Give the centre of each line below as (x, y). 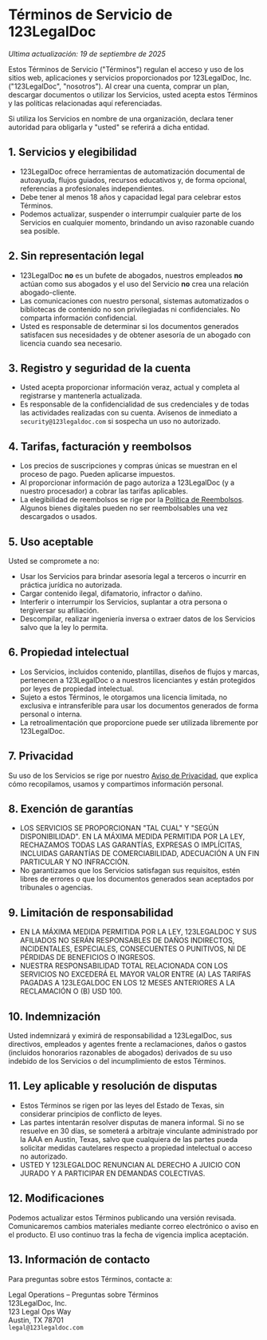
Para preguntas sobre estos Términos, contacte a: (90, 1279)
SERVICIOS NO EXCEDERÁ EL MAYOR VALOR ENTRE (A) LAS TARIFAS (135, 974)
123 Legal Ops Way (40, 1311)
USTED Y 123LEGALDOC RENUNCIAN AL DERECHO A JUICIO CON (130, 1164)
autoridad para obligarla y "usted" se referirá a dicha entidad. (109, 127)
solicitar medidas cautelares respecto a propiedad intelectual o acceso (136, 1148)
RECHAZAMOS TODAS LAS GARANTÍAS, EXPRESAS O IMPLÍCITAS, (131, 845)
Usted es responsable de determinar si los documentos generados (129, 326)
